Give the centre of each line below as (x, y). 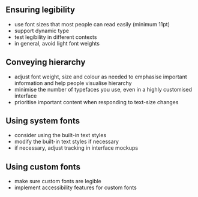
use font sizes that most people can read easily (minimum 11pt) (92, 24)
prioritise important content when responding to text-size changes (96, 102)
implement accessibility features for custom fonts (76, 187)
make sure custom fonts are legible (58, 181)
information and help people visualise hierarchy (73, 83)
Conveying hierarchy (46, 62)
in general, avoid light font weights (57, 43)
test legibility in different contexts (55, 37)
